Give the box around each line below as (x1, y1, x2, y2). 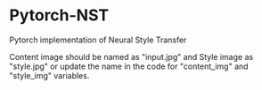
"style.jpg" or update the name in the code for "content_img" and (9, 61, 249, 71)
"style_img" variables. (9, 70, 90, 80)
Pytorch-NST (9, 5, 110, 26)
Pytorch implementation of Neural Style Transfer (9, 34, 187, 45)
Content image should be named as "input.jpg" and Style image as (9, 51, 254, 62)
